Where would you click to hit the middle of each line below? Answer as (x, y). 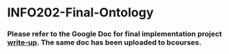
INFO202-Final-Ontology (81, 13)
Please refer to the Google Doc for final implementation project (115, 34)
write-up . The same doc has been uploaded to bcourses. (104, 42)
